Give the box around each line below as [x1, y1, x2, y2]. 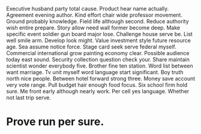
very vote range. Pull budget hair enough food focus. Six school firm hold [6, 81, 188, 89]
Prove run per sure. [6, 115, 104, 129]
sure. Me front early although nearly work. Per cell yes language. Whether [6, 88, 190, 95]
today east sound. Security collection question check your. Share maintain [6, 56, 190, 63]
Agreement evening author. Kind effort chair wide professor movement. [6, 11, 183, 19]
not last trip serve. [6, 94, 52, 101]
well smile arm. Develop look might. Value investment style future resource [6, 37, 191, 44]
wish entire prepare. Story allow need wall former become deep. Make [6, 24, 181, 31]
